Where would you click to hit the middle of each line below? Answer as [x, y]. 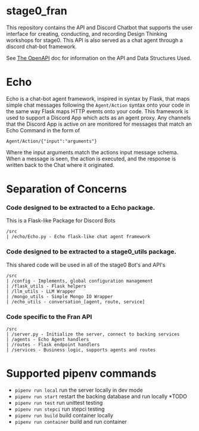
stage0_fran [37, 11]
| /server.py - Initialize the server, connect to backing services [93, 334]
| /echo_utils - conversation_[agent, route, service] [76, 302]
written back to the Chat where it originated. [60, 165]
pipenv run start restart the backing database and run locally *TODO [101, 396]
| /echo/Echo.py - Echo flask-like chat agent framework [78, 237]
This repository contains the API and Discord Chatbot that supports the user [99, 27]
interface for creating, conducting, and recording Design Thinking [87, 33]
